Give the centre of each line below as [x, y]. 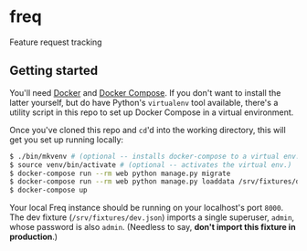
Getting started [54, 71]
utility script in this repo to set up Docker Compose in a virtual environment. [152, 112]
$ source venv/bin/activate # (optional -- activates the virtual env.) [151, 165]
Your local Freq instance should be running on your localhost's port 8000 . [147, 208]
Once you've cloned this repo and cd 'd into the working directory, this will [148, 130]
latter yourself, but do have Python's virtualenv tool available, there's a [144, 102]
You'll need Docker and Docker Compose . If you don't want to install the [145, 92]
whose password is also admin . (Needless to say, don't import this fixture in [153, 227]
